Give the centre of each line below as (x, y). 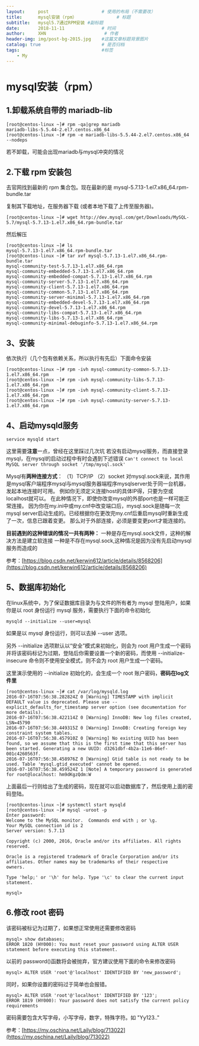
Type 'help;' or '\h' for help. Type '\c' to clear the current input (95, 877)
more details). (25, 712)
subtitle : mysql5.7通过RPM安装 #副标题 (55, 22)
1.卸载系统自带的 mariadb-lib (59, 110)
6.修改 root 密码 (35, 913)
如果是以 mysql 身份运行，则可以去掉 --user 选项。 (68, 633)
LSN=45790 (18, 723)
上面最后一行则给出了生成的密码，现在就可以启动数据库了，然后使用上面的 (97, 786)
